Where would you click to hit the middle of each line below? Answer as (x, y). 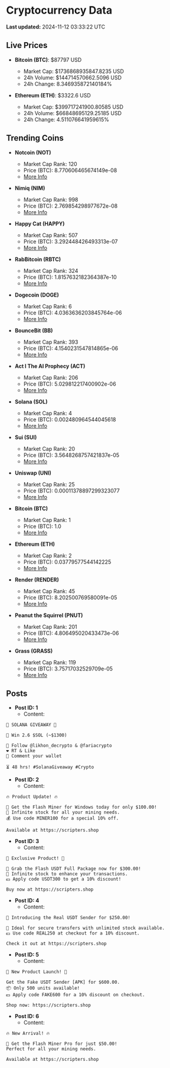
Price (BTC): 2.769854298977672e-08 (71, 206)
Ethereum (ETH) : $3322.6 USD (53, 95)
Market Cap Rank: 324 (51, 271)
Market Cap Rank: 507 (50, 235)
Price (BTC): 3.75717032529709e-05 (68, 669)
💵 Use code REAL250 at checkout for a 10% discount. (73, 933)
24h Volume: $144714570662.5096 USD (73, 77)
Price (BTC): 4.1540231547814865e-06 (71, 348)
